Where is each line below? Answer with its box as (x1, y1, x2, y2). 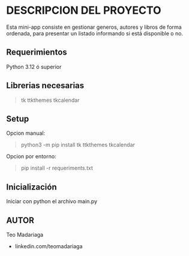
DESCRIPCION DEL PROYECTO (6, 4, 161, 17)
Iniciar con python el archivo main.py (6, 198, 98, 205)
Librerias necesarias (6, 80, 85, 91)
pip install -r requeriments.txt (20, 164, 93, 171)
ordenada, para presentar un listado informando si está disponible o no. (6, 29, 184, 37)
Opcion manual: (6, 129, 46, 137)
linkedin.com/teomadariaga (14, 243, 83, 249)
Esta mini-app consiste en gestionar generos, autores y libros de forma (6, 23, 182, 31)
